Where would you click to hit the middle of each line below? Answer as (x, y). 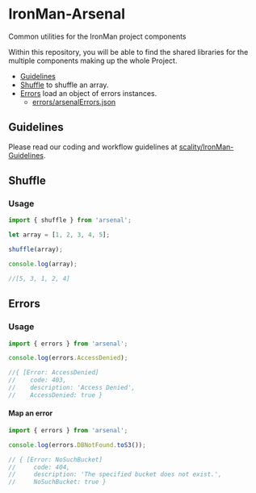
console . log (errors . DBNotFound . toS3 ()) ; (78, 445)
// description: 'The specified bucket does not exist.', (115, 474)
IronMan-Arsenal (67, 14)
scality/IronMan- (206, 147)
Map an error (31, 413)
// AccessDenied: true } (56, 395)
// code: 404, (39, 467)
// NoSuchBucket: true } (57, 482)
